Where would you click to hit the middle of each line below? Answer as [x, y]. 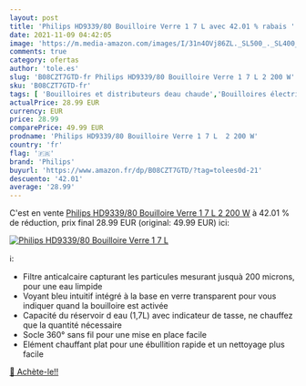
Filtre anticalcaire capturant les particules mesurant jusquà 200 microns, [158, 277]
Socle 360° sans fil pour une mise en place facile [115, 335]
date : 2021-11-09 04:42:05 [61, 35]
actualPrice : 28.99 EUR [55, 102]
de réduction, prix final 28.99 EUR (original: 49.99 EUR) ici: [120, 223]
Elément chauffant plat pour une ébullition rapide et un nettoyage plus [153, 345]
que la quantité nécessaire [72, 325]
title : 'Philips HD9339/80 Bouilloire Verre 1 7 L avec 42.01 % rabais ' [153, 26]
